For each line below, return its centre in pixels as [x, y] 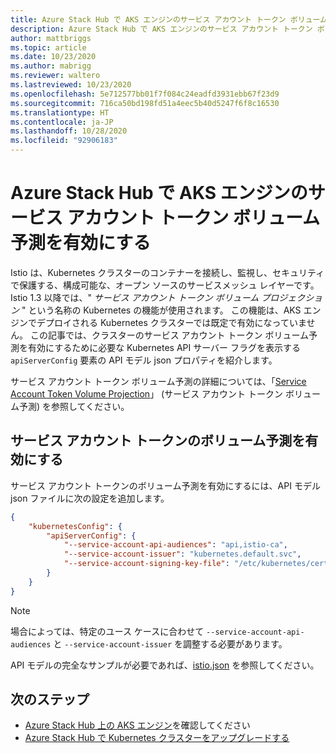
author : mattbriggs [51, 38]
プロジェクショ [292, 297]
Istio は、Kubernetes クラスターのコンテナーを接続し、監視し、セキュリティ [167, 272]
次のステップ [50, 699]
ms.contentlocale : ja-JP [62, 122]
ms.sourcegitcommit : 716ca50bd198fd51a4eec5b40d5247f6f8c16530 [145, 103]
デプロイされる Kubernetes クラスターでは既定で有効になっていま [171, 322]
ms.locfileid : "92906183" [64, 141]
